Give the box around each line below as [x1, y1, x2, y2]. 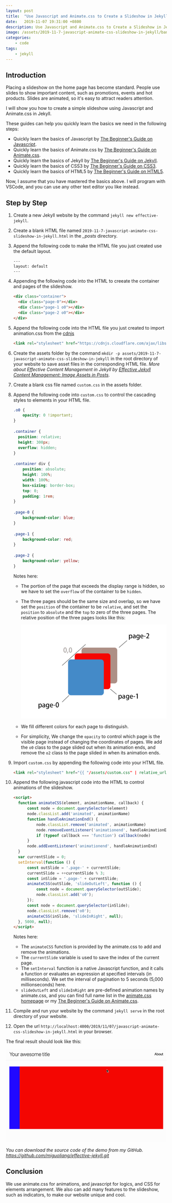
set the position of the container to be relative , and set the [20, 604, 148, 610]
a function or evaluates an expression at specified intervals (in [20, 971, 152, 977]
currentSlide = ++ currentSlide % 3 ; [27, 870, 105, 876]
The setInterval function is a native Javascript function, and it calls [20, 965, 164, 971]
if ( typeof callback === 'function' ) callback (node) [36, 833, 151, 838]
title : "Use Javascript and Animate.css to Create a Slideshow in [6, 13, 153, 19]
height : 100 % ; [22, 472, 53, 477]
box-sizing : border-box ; [22, 483, 76, 488]
